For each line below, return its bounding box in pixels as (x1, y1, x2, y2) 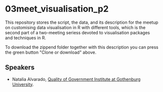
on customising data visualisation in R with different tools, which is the (5, 24, 146, 30)
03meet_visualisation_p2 (5, 3, 109, 15)
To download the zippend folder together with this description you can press (5, 44, 159, 50)
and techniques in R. (5, 35, 46, 41)
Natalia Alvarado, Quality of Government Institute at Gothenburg (12, 76, 141, 82)
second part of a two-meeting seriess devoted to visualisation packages (5, 30, 150, 35)
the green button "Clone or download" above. (5, 49, 96, 55)
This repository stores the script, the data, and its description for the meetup (5, 19, 159, 25)
